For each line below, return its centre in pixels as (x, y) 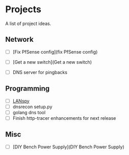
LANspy (21, 101)
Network (20, 40)
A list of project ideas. (28, 23)
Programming (28, 88)
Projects (23, 9)
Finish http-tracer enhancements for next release (64, 118)
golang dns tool (29, 112)
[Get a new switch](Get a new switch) (52, 62)
